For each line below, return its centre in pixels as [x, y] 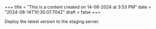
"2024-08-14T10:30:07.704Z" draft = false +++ [53, 12]
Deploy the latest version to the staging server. [52, 22]
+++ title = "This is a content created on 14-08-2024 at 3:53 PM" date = [78, 7]
